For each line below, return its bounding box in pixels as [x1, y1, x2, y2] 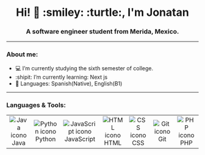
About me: [6, 50, 38, 59]
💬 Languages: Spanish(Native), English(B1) [15, 79, 123, 87]
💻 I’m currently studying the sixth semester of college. [15, 64, 154, 72]
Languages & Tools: [6, 101, 66, 109]
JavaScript [64, 135, 96, 143]
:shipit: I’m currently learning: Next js [15, 73, 108, 81]
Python [35, 135, 56, 143]
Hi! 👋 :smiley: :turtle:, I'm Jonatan [16, 5, 189, 20]
